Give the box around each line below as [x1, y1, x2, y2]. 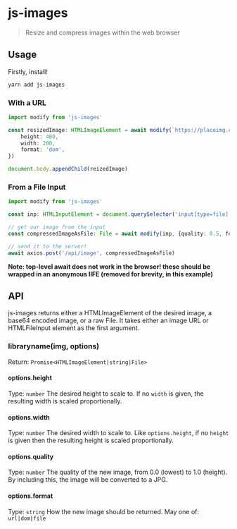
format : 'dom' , [20, 146, 65, 153]
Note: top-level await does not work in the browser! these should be [8, 262, 211, 271]
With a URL [8, 97, 46, 107]
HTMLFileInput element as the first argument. [8, 324, 140, 332]
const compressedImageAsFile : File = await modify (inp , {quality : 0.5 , [8, 230, 222, 237]
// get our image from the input [8, 224, 106, 231]
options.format [8, 492, 53, 500]
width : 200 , [20, 140, 56, 147]
